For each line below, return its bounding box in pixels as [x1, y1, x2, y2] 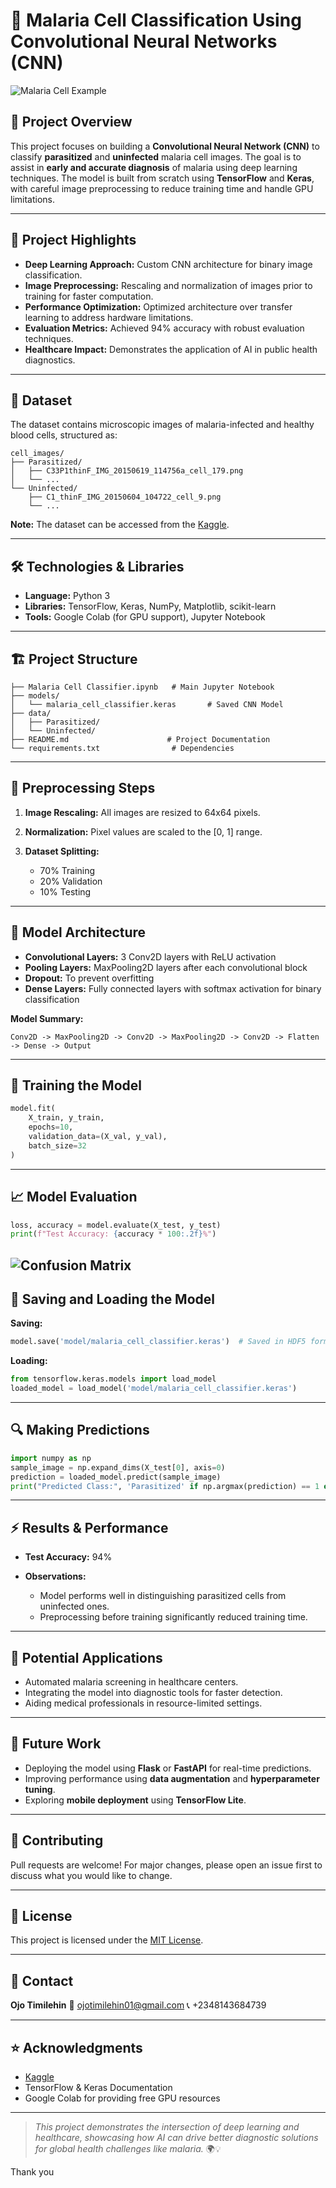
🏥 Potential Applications [10, 1649, 163, 1666]
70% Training [39, 864, 96, 876]
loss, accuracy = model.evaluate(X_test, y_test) [10, 1220, 222, 1230]
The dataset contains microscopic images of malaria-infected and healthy [10, 419, 315, 431]
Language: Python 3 [24, 590, 111, 602]
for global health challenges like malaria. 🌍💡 [34, 2143, 222, 2155]
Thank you [10, 2166, 55, 2178]
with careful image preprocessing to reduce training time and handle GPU [10, 182, 314, 194]
